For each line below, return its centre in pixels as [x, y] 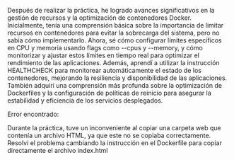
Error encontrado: [33, 114]
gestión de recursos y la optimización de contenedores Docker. [100, 18]
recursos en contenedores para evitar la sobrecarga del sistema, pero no [113, 33]
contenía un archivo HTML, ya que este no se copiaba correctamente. [109, 135]
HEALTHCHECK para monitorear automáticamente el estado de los [104, 70]
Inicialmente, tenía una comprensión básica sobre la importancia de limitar [116, 25]
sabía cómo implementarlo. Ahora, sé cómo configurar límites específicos [115, 40]
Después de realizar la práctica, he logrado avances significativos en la [111, 10]
